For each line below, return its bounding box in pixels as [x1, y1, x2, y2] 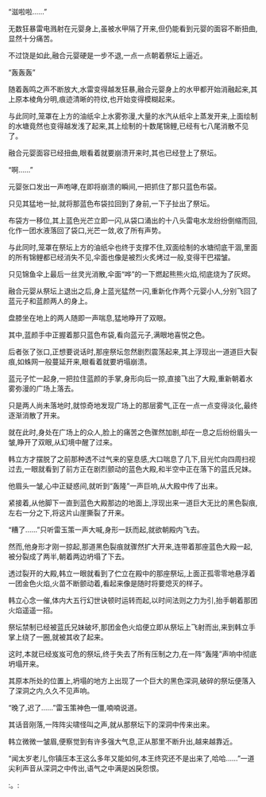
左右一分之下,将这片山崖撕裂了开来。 [8, 508, 129, 517]
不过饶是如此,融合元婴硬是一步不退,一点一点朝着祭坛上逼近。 [8, 51, 208, 60]
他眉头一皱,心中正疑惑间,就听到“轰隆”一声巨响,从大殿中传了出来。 [8, 481, 222, 491]
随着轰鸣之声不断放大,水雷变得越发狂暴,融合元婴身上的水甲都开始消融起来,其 [8, 84, 258, 94]
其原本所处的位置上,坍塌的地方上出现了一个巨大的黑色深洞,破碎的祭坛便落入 [8, 676, 256, 686]
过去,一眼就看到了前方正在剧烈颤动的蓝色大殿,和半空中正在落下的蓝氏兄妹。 [8, 465, 256, 473]
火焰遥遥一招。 [8, 605, 57, 615]
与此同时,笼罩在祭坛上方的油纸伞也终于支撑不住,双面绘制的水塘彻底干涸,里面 [8, 243, 258, 252]
